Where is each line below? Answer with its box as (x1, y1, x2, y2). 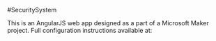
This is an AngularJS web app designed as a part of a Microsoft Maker (7, 19, 209, 27)
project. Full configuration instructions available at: (7, 27, 153, 34)
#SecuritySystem (7, 6, 57, 14)
